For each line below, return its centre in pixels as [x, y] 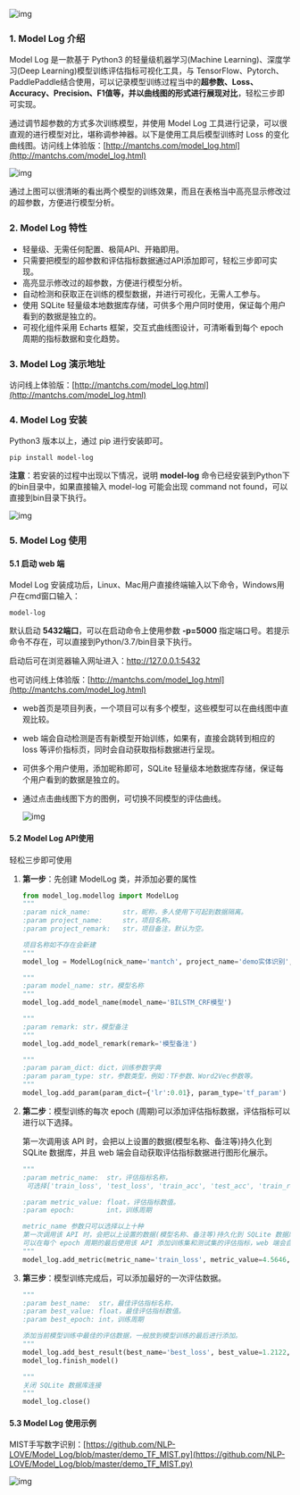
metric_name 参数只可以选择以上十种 [83, 1227]
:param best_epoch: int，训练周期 [83, 1320]
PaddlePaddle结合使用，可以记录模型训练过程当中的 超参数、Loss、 [134, 82]
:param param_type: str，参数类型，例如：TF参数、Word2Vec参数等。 [139, 1076]
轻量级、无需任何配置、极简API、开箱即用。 [103, 249]
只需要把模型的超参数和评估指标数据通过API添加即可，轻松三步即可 [146, 260]
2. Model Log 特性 [48, 228]
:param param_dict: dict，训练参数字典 [92, 1068]
